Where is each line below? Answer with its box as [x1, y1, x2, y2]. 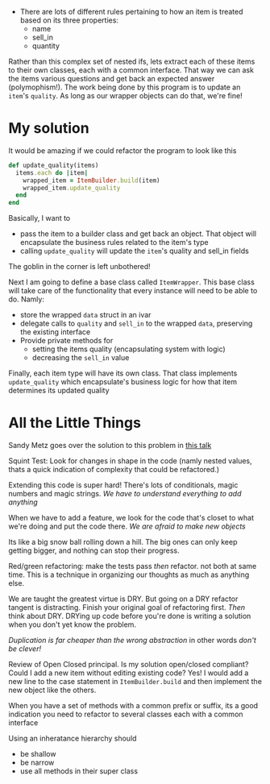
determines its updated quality [8, 386, 110, 396]
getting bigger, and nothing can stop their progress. [8, 545, 180, 555]
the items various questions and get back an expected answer [8, 74, 215, 83]
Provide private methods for [19, 336, 114, 346]
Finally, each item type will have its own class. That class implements [8, 368, 238, 378]
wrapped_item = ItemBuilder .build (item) [23, 176, 160, 185]
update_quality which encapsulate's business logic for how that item [8, 377, 238, 387]
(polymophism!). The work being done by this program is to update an [8, 82, 241, 92]
